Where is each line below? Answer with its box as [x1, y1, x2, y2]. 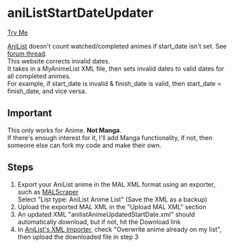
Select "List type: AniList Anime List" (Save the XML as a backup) [17, 195, 208, 204]
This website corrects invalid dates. [7, 56, 111, 65]
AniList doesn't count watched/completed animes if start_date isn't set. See [7, 42, 227, 50]
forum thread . [7, 49, 47, 58]
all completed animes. [7, 72, 71, 80]
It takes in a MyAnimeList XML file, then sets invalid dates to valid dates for [7, 64, 224, 73]
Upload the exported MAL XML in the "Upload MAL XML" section [17, 202, 207, 211]
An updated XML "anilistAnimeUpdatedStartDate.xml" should [17, 210, 195, 218]
